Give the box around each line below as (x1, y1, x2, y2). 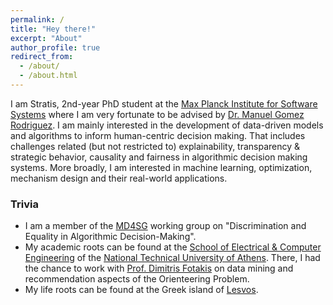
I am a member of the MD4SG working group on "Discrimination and (24, 220, 307, 232)
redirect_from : (10, 52, 74, 62)
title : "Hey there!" (10, 24, 97, 34)
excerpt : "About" (10, 33, 83, 43)
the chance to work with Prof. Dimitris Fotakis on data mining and (24, 262, 294, 275)
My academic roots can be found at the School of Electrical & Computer (24, 241, 322, 253)
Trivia (10, 197, 39, 211)
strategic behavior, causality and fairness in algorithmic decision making (10, 151, 308, 163)
